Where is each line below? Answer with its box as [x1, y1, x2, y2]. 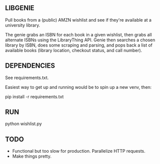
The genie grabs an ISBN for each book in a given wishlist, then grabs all [5, 31, 152, 37]
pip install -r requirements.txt [5, 93, 64, 100]
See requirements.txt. [5, 75, 49, 81]
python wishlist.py [5, 121, 42, 127]
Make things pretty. [12, 153, 52, 159]
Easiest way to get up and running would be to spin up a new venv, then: [5, 84, 152, 90]
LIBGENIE [5, 4, 34, 12]
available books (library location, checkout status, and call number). [5, 47, 142, 53]
